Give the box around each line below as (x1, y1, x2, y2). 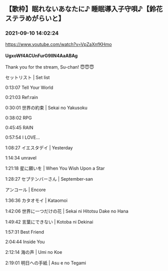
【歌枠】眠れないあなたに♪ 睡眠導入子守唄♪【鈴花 (5, 5, 163, 14)
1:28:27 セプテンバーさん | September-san (5, 176, 93, 182)
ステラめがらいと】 (5, 14, 65, 23)
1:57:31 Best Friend (5, 229, 44, 235)
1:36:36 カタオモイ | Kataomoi (5, 197, 68, 203)
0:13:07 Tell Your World (5, 84, 53, 90)
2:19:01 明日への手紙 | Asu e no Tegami (5, 259, 87, 266)
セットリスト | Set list (5, 74, 50, 80)
